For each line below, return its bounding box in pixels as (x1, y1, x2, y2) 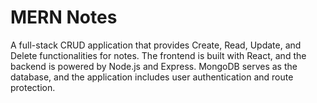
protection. (10, 81, 56, 93)
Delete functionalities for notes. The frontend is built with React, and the (10, 49, 307, 61)
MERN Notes (10, 6, 118, 29)
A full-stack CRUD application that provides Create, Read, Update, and (10, 39, 302, 51)
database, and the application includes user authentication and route (10, 71, 294, 83)
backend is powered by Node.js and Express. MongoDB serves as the (10, 60, 298, 72)
